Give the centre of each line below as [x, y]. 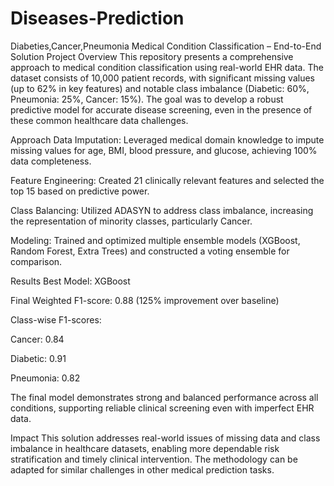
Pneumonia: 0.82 [45, 378]
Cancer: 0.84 [37, 339]
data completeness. [51, 161]
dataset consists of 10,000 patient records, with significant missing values [162, 78]
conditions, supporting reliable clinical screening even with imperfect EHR [162, 408]
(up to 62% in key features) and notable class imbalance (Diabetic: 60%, [160, 88]
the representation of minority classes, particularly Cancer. [131, 221]
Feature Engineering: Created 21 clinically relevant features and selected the [167, 180]
